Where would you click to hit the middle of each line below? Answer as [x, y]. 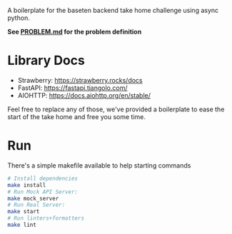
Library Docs [46, 61]
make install [27, 185]
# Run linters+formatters [46, 218]
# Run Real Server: [36, 205]
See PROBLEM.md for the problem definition [75, 32]
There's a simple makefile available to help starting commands [99, 165]
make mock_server [33, 198]
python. [19, 18]
